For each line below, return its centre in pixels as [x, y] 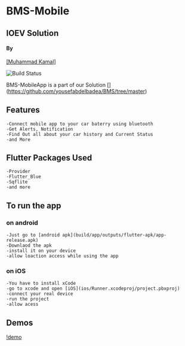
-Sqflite [17, 182]
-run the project [28, 299]
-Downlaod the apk [29, 246]
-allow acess [22, 304]
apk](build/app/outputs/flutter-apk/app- [115, 235]
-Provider [18, 172]
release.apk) [22, 241]
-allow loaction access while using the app [62, 256]
